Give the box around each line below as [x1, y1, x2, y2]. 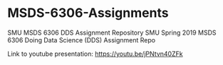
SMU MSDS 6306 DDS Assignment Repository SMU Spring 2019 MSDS [7, 28, 217, 37]
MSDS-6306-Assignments [7, 5, 169, 21]
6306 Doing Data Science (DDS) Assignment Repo [7, 35, 155, 44]
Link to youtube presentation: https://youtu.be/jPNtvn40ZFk [7, 49, 183, 58]
